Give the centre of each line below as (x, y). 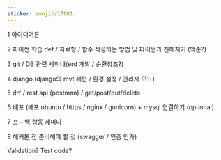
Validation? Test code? (40, 150)
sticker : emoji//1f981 (40, 14)
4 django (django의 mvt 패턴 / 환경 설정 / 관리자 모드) (81, 79)
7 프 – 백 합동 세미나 (35, 122)
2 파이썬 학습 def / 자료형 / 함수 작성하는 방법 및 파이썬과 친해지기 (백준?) (107, 49)
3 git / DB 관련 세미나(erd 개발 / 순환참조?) (66, 64)
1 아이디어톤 (24, 34)
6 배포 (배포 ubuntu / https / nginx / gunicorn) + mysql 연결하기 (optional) (111, 107)
